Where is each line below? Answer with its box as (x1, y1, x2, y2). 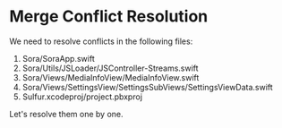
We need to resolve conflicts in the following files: (9, 36, 193, 47)
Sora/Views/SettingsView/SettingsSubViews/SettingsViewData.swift (21, 81, 273, 92)
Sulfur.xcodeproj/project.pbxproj (21, 91, 143, 102)
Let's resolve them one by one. (9, 108, 124, 119)
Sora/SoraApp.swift (21, 53, 96, 64)
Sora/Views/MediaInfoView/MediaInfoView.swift (21, 72, 200, 82)
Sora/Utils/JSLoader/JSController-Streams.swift (21, 63, 199, 73)
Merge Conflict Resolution (9, 6, 209, 27)
